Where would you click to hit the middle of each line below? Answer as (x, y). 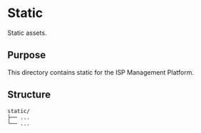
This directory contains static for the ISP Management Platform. (101, 72)
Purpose (27, 55)
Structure (29, 95)
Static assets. (27, 33)
